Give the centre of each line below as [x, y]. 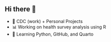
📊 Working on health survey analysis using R [59, 27]
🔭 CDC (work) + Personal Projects [47, 21]
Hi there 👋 [20, 9]
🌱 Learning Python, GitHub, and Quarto [53, 34]
